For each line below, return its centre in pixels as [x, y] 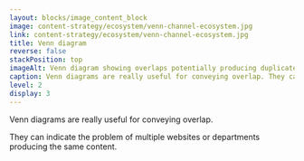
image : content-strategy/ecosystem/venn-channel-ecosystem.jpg [131, 26]
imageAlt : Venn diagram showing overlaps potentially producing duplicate [153, 69]
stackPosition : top [46, 60]
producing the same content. [63, 147]
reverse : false [38, 52]
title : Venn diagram [48, 43]
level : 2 [26, 85]
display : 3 [30, 93]
